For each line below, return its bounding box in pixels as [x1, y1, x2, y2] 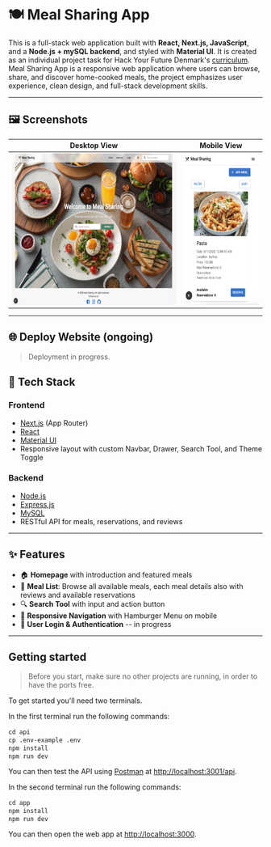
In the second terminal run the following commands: [8, 782, 181, 792]
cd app [8, 799, 31, 807]
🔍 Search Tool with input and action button [19, 599, 165, 608]
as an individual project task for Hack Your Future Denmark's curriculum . [8, 55, 250, 65]
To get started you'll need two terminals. [8, 696, 143, 705]
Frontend [8, 400, 45, 411]
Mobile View [199, 141, 243, 150]
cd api [8, 728, 31, 736]
